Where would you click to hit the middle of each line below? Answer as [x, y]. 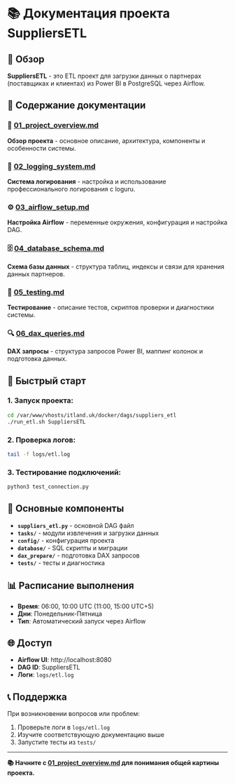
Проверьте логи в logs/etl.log [64, 727]
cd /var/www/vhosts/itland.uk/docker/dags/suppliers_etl [92, 415]
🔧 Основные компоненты [66, 509]
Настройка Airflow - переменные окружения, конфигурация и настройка [117, 222]
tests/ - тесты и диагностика [61, 562]
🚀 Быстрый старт [47, 380]
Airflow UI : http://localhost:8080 [64, 660]
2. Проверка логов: [41, 440]
